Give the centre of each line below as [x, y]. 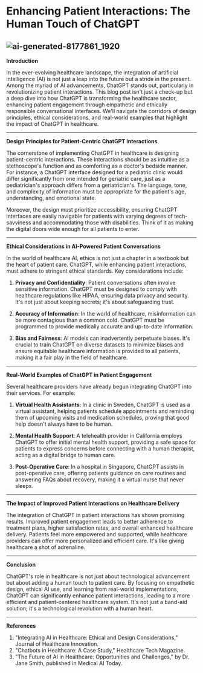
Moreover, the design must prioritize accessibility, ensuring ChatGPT [92, 210]
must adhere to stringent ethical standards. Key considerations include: [95, 271]
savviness [19, 223]
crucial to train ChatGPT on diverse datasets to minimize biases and [99, 345]
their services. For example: [41, 393]
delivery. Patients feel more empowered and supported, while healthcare [97, 534]
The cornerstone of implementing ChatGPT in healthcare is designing [93, 153]
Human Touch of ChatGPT [73, 24]
